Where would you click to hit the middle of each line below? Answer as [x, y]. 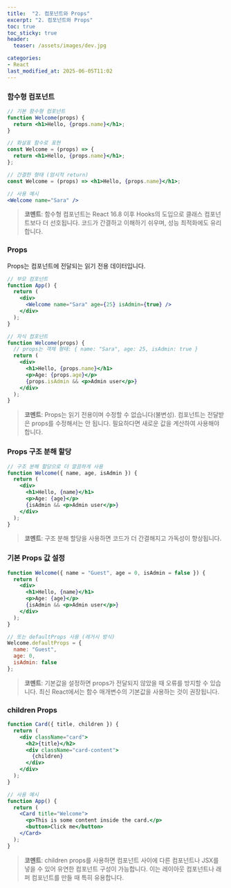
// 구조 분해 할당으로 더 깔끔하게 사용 [55, 466]
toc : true [21, 26]
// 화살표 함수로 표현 [34, 143]
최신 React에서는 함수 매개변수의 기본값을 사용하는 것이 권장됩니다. [129, 692]
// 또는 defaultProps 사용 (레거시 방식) [61, 637]
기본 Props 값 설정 [36, 558]
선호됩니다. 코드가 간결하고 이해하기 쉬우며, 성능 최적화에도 [129, 223]
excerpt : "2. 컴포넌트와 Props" [50, 20]
